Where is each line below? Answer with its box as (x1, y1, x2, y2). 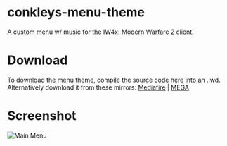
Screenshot (7, 108, 77, 124)
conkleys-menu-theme (7, 4, 145, 20)
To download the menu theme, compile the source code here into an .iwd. (7, 75, 221, 84)
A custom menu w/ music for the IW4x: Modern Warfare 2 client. (7, 28, 195, 36)
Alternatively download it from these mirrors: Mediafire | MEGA (7, 83, 190, 92)
